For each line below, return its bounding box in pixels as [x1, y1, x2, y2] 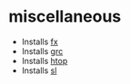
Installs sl [21, 65, 57, 76]
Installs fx [21, 36, 58, 47]
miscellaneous [8, 6, 122, 27]
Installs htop [21, 55, 68, 66]
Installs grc [21, 45, 64, 56]
